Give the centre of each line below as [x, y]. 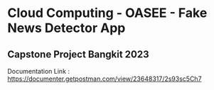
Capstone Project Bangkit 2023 [78, 54]
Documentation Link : [38, 71]
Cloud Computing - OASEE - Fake [107, 13]
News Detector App [66, 28]
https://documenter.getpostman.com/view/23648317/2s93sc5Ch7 [105, 79]
